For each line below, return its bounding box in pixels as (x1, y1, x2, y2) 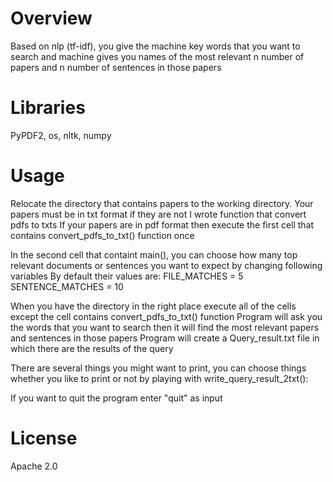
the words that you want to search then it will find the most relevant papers (10, 321, 320, 333)
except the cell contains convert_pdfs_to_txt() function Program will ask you (10, 310, 323, 322)
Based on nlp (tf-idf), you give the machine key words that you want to (10, 40, 301, 52)
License (10, 427, 78, 449)
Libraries (10, 97, 86, 119)
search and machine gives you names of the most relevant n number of (10, 50, 305, 62)
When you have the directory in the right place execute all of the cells (10, 300, 297, 312)
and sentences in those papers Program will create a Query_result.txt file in (10, 332, 320, 344)
